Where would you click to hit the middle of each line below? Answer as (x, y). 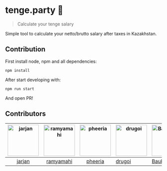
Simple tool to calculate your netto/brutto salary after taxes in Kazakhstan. (81, 33)
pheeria (95, 161)
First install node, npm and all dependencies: (51, 61)
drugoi (124, 161)
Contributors (26, 114)
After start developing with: (33, 80)
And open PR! (19, 98)
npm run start (20, 89)
